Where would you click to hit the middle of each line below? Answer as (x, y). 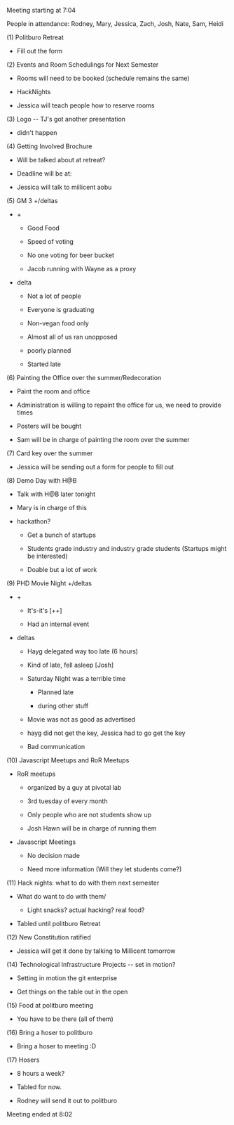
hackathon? (34, 521)
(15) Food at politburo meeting (50, 1005)
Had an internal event (58, 624)
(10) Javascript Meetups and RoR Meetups (68, 760)
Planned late (56, 692)
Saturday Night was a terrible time (76, 678)
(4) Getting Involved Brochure (49, 146)
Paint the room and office (53, 391)
